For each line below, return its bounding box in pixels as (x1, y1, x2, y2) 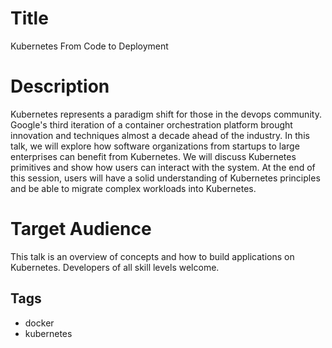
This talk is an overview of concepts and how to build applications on (10, 250, 295, 262)
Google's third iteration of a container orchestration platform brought (10, 118, 293, 131)
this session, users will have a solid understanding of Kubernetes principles (10, 172, 321, 184)
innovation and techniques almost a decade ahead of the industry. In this (10, 129, 310, 141)
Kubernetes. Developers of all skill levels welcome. (10, 261, 220, 273)
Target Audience (10, 218, 152, 241)
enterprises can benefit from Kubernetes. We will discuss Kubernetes (10, 150, 297, 162)
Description (10, 75, 110, 98)
